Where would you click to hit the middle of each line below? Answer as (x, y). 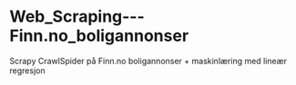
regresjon (27, 71)
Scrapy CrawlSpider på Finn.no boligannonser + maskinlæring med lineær (148, 61)
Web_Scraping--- (77, 17)
